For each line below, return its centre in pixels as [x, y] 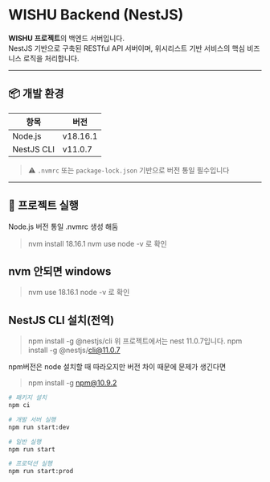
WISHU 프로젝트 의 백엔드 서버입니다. [66, 38]
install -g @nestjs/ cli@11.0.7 [74, 350]
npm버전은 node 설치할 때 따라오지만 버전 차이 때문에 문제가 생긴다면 [117, 367]
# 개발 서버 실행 [32, 420]
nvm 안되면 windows [60, 271]
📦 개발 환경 [36, 94]
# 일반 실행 [25, 442]
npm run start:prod [41, 472]
